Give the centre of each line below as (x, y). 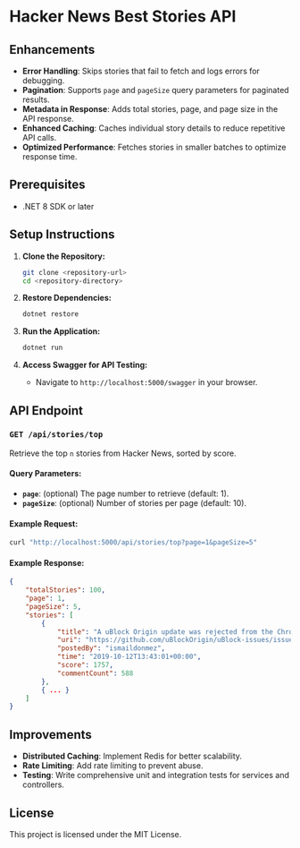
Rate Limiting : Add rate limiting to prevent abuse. (112, 766)
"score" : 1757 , (85, 665)
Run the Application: (61, 331)
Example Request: (44, 523)
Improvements (50, 735)
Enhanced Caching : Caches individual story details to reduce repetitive (154, 128)
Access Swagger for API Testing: (85, 365)
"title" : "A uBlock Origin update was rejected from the (165, 632)
